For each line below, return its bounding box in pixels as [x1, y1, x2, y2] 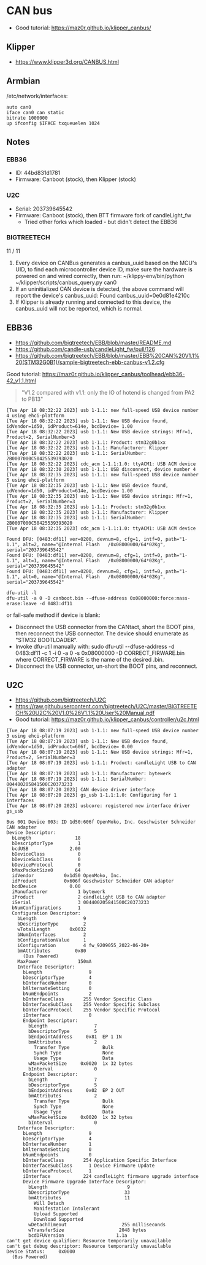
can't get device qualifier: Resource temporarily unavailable [6, 1238, 172, 1244]
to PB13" [21, 395, 44, 403]
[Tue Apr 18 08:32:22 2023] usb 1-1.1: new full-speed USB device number [6, 407, 199, 413]
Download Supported [33, 1217, 84, 1223]
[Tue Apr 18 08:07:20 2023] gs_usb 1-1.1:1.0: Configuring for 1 [6, 792, 177, 799]
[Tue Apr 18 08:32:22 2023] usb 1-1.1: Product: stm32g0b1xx [6, 439, 166, 446]
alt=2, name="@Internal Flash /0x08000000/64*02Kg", [22, 541, 166, 547]
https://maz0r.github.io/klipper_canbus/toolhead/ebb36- [42, 370, 185, 377]
